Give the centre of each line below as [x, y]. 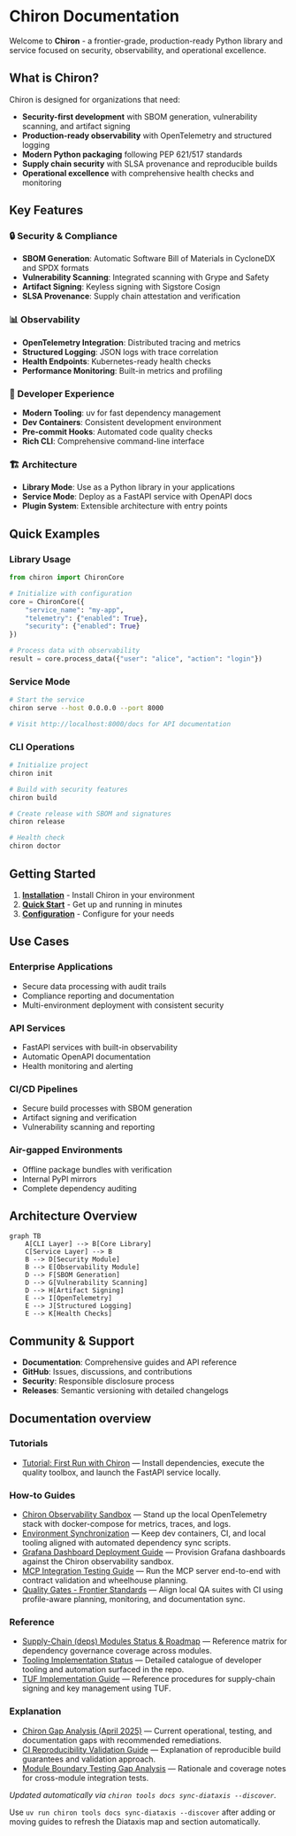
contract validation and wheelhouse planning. [105, 1580]
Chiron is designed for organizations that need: [95, 99]
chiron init [31, 773]
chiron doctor [35, 846]
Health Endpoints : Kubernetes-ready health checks [117, 361]
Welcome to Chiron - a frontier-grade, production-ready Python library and [146, 41]
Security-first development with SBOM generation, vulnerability [140, 116]
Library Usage [40, 559]
